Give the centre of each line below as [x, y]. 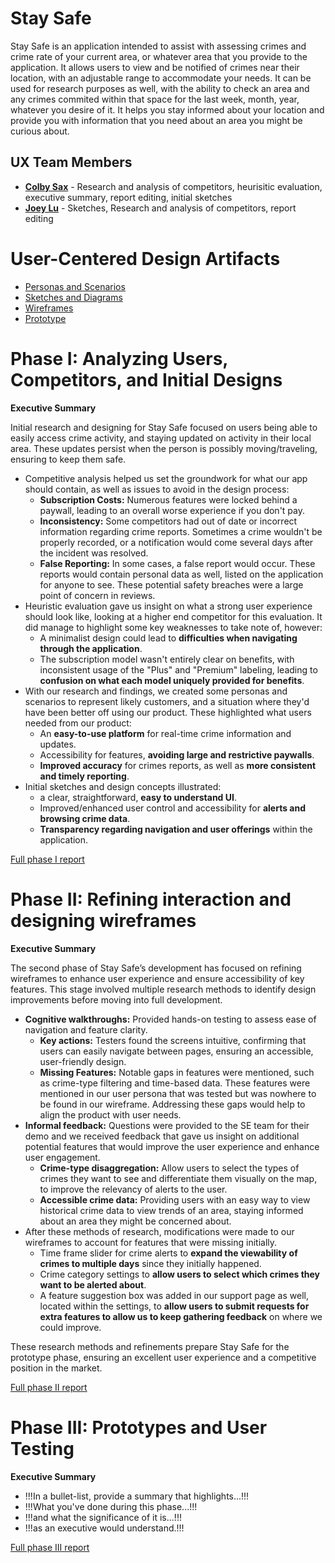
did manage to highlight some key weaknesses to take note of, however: [173, 627]
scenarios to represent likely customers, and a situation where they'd [167, 701]
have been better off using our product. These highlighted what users [168, 712]
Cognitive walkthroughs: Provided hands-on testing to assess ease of [170, 1019]
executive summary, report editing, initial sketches [128, 197]
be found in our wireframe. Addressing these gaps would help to [172, 1104]
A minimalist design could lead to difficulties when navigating [168, 638]
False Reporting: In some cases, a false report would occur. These [177, 563]
